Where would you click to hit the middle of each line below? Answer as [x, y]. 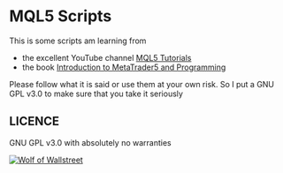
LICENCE [34, 121]
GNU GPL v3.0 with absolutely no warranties [90, 142]
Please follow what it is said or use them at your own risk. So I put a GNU [142, 84]
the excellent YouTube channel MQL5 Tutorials [107, 57]
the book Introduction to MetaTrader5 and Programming [124, 67]
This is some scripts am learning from [78, 41]
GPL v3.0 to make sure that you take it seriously [96, 94]
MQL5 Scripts [61, 16]
